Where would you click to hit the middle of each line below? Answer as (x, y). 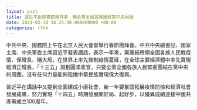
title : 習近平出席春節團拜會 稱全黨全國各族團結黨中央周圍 (70, 17)
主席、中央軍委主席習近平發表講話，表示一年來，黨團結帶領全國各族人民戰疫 (98, 53)
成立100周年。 (33, 102)
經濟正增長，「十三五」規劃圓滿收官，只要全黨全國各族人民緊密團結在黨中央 (97, 67)
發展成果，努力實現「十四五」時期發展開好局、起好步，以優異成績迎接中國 (96, 94)
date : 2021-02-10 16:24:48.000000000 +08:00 (61, 22)
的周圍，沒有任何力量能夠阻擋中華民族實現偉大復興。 (70, 74)
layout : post (22, 11)
